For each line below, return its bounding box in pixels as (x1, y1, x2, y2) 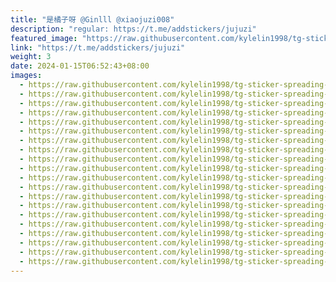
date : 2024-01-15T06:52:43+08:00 (10, 61, 150, 71)
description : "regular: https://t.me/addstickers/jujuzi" (10, 24, 257, 34)
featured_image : (10, 33, 78, 43)
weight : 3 (10, 52, 52, 62)
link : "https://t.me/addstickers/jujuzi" (10, 42, 186, 53)
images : (10, 71, 43, 81)
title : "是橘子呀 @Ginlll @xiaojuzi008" (10, 14, 175, 25)
